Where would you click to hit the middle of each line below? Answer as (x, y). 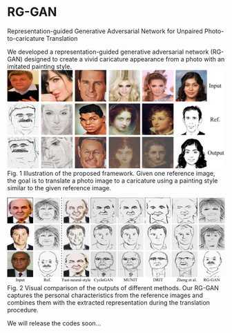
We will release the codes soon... (54, 323)
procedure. (23, 310)
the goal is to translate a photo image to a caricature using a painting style (113, 181)
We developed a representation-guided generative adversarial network (108, 52)
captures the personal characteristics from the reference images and (105, 295)
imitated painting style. (40, 66)
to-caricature (26, 38)
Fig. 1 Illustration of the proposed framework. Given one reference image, (111, 173)
